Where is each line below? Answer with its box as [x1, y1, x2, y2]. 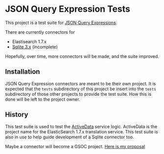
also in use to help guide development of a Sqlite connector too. [5, 134, 134, 140]
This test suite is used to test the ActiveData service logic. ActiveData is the [5, 124, 158, 129]
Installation [5, 68, 40, 76]
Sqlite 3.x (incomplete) [12, 44, 58, 50]
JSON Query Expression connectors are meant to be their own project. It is [5, 80, 156, 86]
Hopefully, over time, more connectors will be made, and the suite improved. [5, 53, 159, 59]
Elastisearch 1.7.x [12, 38, 47, 45]
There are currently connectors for [5, 29, 75, 35]
